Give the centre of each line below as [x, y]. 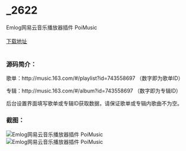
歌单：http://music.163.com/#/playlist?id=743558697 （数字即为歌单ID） [95, 78]
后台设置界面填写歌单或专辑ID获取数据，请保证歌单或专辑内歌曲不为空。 [94, 104]
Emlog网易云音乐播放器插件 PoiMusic [52, 27]
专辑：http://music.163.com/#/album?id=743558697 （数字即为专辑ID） [94, 91]
